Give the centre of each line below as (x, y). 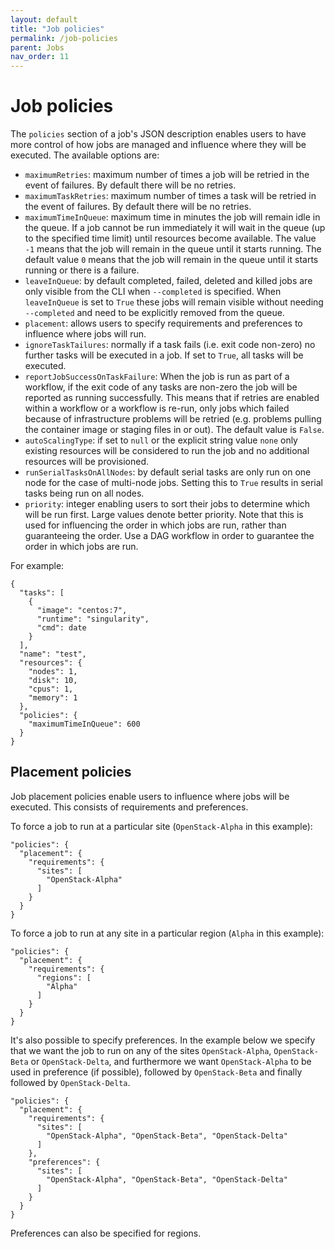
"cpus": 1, (51, 689)
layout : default (44, 19)
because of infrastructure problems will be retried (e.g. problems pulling (173, 419)
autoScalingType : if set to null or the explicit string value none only (161, 440)
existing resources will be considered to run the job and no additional (167, 451)
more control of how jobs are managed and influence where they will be (158, 145)
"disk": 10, (53, 681)
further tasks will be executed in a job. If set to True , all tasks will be (164, 355)
